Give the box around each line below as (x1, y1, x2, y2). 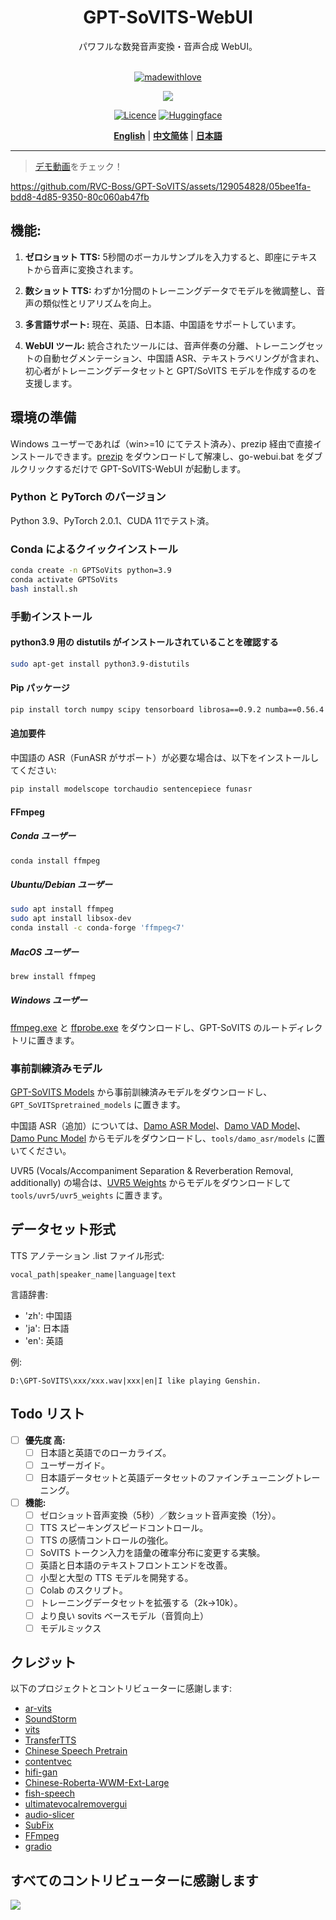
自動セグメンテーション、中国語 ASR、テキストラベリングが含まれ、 (42, 352, 325, 364)
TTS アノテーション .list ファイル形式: (10, 1249, 165, 1261)
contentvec (24, 1756, 72, 1768)
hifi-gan (24, 1766, 58, 1778)
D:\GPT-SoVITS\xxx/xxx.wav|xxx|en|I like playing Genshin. (10, 1376, 262, 1386)
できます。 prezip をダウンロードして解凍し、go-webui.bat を (53, 450, 306, 462)
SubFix (24, 1819, 54, 1831)
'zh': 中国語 (24, 1309, 73, 1321)
